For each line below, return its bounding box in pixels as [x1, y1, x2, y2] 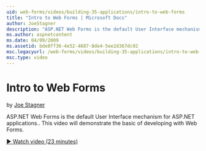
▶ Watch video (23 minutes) [6, 138, 78, 145]
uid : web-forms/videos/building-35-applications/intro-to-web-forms [6, 9, 185, 15]
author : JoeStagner [6, 20, 56, 26]
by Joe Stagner [6, 101, 45, 108]
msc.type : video [6, 54, 48, 61]
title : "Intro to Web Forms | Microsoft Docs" [6, 15, 128, 21]
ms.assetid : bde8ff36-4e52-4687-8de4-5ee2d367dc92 [6, 43, 139, 50]
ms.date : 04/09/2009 [6, 37, 59, 43]
